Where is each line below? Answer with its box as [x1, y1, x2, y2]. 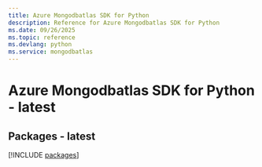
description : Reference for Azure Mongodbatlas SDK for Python [8, 19, 220, 27]
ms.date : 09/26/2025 [8, 26, 76, 34]
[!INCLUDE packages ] [8, 151, 79, 159]
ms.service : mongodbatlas [8, 48, 93, 56]
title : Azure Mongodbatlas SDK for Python [8, 11, 149, 20]
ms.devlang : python [8, 41, 72, 49]
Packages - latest [8, 129, 96, 143]
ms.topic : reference [8, 33, 76, 42]
